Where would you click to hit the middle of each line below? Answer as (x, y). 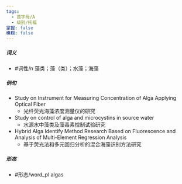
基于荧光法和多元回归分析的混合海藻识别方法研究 (82, 144)
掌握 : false (20, 28)
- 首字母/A (23, 17)
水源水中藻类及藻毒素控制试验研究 (64, 125)
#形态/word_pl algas (39, 175)
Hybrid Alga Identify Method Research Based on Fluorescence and (95, 131)
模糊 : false (20, 33)
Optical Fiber (30, 104)
